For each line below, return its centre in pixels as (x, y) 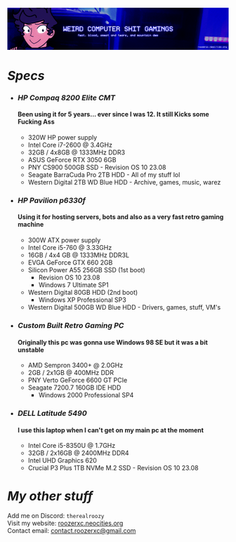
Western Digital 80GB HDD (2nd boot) (83, 293)
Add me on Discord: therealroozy (56, 516)
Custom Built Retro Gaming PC (71, 325)
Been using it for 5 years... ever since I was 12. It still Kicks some (113, 114)
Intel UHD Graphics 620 (62, 461)
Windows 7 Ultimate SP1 (73, 285)
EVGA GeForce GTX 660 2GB (70, 263)
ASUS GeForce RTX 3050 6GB (72, 159)
